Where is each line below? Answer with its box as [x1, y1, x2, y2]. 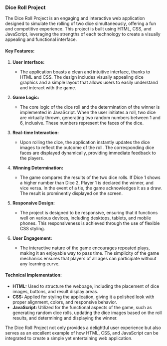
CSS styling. [19, 225, 45, 231]
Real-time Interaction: [12, 129, 59, 136]
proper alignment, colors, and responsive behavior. [12, 299, 117, 305]
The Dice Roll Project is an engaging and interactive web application [5, 15, 145, 21]
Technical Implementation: [5, 272, 62, 278]
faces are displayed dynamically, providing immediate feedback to [19, 150, 156, 156]
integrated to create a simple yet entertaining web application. [5, 335, 133, 341]
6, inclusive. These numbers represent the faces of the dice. [19, 120, 144, 126]
